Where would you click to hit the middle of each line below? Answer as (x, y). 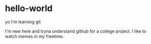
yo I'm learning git (23, 22)
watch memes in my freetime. (34, 36)
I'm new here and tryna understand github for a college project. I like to (75, 31)
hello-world (29, 8)
